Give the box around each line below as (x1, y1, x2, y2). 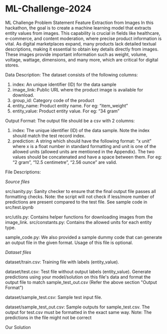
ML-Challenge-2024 (5, 3, 92, 14)
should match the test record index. (12, 132, 86, 138)
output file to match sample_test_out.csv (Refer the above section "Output (5, 279, 157, 285)
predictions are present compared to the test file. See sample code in (5, 198, 148, 205)
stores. (5, 62, 19, 68)
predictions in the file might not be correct (5, 314, 92, 320)
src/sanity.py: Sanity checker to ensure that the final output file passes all (5, 188, 156, 194)
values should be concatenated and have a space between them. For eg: (12, 153, 162, 160)
